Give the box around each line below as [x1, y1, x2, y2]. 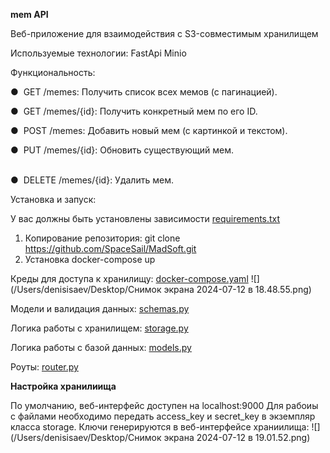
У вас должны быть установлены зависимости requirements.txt [10, 213, 281, 224]
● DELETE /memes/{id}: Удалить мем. [10, 174, 174, 186]
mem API [10, 9, 49, 20]
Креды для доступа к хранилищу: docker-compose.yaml [10, 273, 249, 284]
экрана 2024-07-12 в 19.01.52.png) [163, 432, 311, 443]
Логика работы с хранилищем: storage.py [10, 322, 189, 334]
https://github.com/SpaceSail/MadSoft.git [24, 243, 197, 254]
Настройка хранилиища [10, 380, 117, 392]
